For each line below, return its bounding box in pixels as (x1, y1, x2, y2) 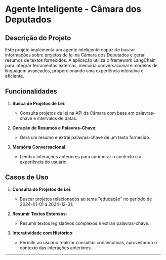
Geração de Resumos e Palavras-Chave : (12, 125, 97, 130)
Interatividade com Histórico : (12, 230, 74, 236)
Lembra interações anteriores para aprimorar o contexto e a (19, 153, 142, 159)
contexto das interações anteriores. (19, 245, 92, 251)
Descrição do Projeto (5, 34, 71, 42)
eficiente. (5, 73, 25, 79)
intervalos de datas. (37, 115, 78, 121)
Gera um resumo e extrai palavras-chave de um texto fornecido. (19, 134, 151, 140)
